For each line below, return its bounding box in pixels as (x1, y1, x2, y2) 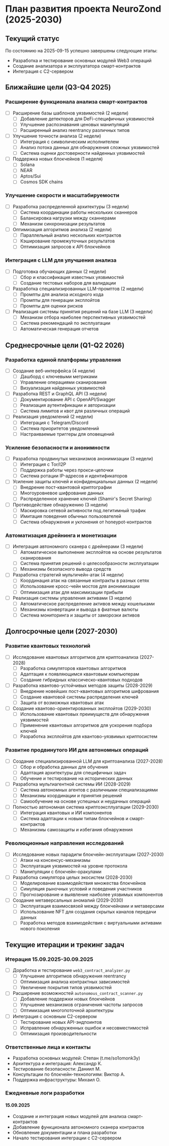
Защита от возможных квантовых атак (20, 700, 104, 706)
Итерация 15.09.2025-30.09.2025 (5, 956, 94, 963)
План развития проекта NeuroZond (5, 3, 161, 15)
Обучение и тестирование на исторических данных (20, 775, 133, 781)
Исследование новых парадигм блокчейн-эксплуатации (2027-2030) (12, 851, 164, 857)
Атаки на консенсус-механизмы (20, 857, 90, 863)
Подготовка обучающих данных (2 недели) (12, 268, 107, 274)
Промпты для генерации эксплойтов (20, 297, 100, 303)
